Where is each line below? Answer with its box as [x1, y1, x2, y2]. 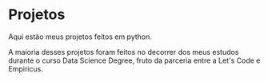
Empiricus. [8, 64, 44, 73]
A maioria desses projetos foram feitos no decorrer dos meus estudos [8, 47, 239, 56]
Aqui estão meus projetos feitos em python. [8, 32, 152, 41]
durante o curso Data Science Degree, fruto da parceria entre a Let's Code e [8, 56, 261, 65]
